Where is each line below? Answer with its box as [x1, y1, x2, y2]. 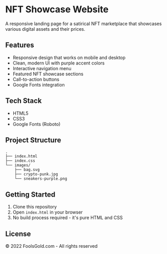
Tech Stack [5, 96, 42, 105]
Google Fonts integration [12, 81, 65, 88]
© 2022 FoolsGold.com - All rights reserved [5, 243, 98, 249]
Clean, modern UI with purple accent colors [12, 60, 105, 66]
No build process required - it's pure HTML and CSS [12, 215, 123, 221]
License [5, 229, 31, 238]
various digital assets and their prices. [5, 26, 86, 32]
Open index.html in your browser [12, 209, 83, 216]
